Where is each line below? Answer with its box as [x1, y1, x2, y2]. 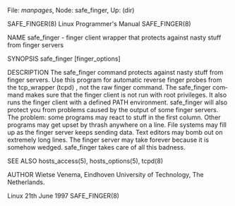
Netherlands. [7, 178, 45, 186]
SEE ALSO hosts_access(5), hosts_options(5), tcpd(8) [7, 157, 164, 165]
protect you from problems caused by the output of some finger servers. [7, 106, 219, 114]
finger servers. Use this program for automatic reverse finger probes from [7, 75, 222, 84]
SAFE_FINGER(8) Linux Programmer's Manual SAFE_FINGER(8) [7, 20, 192, 28]
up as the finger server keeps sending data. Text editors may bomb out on [7, 128, 223, 136]
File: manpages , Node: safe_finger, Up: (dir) [7, 6, 135, 14]
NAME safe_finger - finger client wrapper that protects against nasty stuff [7, 33, 222, 42]
